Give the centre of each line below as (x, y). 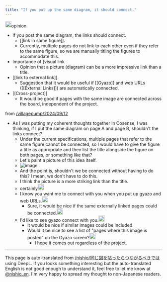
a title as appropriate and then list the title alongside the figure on (86, 150)
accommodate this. (40, 56)
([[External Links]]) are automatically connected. (69, 88)
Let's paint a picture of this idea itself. (58, 160)
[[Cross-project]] (30, 94)
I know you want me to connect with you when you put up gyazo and (90, 193)
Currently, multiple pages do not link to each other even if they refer (89, 46)
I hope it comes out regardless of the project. (81, 243)
